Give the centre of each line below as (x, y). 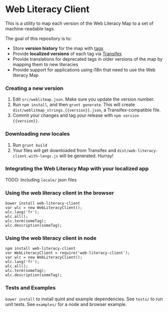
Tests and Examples (30, 288)
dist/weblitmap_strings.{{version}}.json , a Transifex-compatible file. (87, 110)
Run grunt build (30, 145)
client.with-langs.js (35, 156)
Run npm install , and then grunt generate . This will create (74, 105)
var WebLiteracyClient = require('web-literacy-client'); (68, 253)
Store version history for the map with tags (58, 48)
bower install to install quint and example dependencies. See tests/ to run (84, 299)
